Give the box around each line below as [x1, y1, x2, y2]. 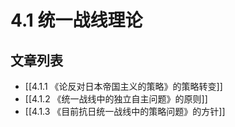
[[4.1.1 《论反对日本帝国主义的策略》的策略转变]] [24, 81, 223, 92]
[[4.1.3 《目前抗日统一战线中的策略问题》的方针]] [24, 106, 226, 117]
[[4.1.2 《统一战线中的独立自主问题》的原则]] [24, 93, 208, 105]
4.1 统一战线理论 [10, 9, 143, 32]
